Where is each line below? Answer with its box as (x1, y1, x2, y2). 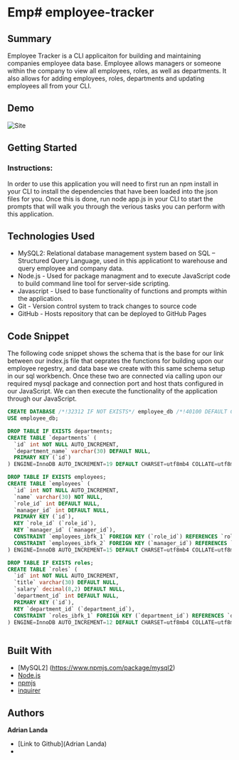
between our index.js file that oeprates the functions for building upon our (7, 357, 224, 365)
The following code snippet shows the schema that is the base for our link (7, 349, 224, 358)
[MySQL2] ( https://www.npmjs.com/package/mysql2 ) (17, 663, 176, 672)
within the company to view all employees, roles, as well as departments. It (7, 67, 227, 75)
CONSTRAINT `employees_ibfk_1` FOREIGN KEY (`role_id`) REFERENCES (14, 533, 218, 540)
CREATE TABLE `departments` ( (7, 434, 97, 441)
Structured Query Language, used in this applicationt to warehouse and (17, 257, 228, 265)
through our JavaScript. (7, 394, 77, 403)
